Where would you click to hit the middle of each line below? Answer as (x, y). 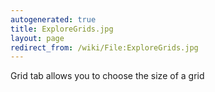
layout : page (37, 38)
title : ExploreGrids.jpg (62, 29)
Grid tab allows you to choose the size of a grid (107, 76)
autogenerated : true (53, 19)
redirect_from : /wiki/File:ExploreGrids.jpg (104, 47)
